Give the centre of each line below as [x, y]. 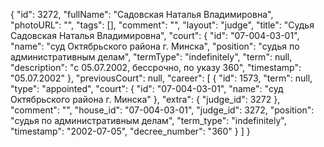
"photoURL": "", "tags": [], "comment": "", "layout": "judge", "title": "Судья [162, 25]
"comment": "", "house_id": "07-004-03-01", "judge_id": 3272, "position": [162, 110]
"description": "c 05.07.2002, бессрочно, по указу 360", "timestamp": [156, 67]
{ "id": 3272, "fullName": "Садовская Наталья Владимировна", [142, 14]
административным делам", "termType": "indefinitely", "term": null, [151, 57]
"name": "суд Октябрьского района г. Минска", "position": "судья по [155, 46]
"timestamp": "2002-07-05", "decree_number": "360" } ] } [130, 131]
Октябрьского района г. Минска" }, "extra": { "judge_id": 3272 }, [145, 99]
